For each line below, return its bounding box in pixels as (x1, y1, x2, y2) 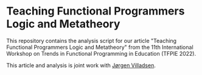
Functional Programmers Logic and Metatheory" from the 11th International (6, 44, 193, 51)
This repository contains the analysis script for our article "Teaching (6, 37, 177, 44)
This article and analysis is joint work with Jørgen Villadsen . (6, 62, 156, 69)
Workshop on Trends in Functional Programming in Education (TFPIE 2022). (6, 50, 197, 57)
